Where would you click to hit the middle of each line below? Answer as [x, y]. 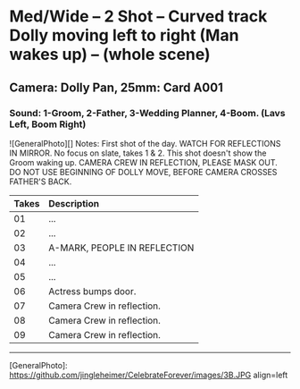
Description [74, 203]
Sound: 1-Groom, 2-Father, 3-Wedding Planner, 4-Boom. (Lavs [147, 113]
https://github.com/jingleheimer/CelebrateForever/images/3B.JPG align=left [149, 375]
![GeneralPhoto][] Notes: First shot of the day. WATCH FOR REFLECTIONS [145, 143]
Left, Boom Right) [48, 124]
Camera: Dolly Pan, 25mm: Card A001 [116, 87]
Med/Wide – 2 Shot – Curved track [138, 17]
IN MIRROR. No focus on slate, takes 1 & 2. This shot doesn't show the [138, 153]
